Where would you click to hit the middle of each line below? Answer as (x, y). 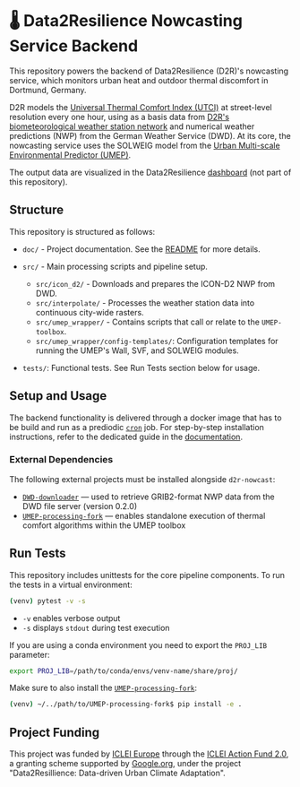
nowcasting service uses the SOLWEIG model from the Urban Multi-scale (145, 145)
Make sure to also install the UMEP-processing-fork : (103, 688)
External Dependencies (61, 460)
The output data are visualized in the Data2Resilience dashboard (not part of (150, 172)
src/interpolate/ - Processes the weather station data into (145, 303)
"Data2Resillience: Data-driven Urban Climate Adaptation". (117, 773)
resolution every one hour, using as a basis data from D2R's (120, 117)
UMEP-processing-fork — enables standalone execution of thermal (144, 515)
